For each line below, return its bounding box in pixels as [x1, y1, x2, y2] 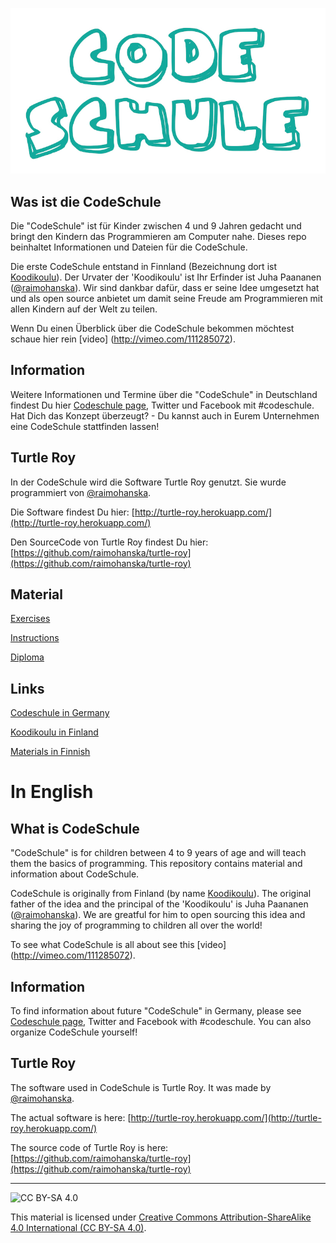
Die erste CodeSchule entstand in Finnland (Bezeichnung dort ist [10, 261, 277, 273]
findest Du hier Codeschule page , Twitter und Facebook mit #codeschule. [10, 399, 315, 411]
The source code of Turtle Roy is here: [10, 1141, 169, 1153]
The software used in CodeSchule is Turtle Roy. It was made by [10, 1081, 272, 1093]
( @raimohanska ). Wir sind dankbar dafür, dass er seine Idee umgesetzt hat [10, 282, 320, 294]
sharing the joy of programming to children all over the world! [10, 919, 263, 932]
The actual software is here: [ [10, 1111, 132, 1123]
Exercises [10, 613, 51, 625]
